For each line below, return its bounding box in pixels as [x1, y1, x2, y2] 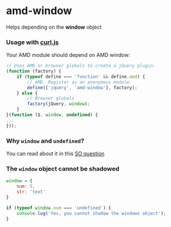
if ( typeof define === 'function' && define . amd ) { [16, 73, 145, 80]
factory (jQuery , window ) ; [27, 101, 91, 107]
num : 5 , [16, 184, 35, 189]
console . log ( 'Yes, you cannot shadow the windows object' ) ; [16, 210, 166, 216]
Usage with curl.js [6, 38, 59, 46]
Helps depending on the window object [6, 23, 102, 31]
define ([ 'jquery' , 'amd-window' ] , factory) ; [27, 84, 138, 90]
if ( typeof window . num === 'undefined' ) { [6, 205, 111, 211]
